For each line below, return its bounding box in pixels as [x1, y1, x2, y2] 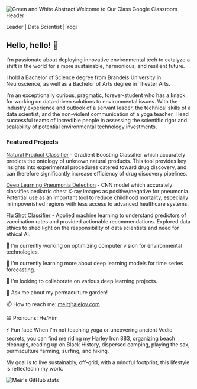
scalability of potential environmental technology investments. [6, 123, 157, 130]
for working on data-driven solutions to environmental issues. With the [6, 98, 178, 105]
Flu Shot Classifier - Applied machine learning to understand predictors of [6, 212, 186, 219]
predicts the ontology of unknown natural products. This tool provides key [6, 157, 186, 165]
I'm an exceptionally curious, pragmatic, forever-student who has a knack [6, 92, 186, 99]
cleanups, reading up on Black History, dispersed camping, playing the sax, [6, 341, 190, 348]
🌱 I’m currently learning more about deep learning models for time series [6, 260, 183, 267]
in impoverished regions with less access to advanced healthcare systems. [6, 200, 189, 208]
